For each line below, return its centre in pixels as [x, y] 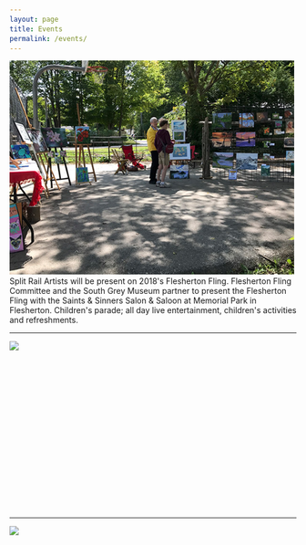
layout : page [34, 19]
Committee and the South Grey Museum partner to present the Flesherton [148, 291]
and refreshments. [44, 320]
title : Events [36, 29]
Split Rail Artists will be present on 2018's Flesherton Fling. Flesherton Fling [151, 281]
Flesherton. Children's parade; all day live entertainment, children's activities [153, 310]
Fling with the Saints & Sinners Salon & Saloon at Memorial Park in [133, 300]
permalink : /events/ [49, 38]
